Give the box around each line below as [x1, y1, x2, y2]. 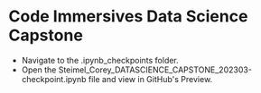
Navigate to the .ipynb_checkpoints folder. [21, 55, 180, 65]
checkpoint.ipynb [21, 73, 87, 84]
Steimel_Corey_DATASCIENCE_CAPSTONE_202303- [58, 64, 252, 75]
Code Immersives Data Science [8, 6, 248, 27]
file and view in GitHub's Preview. [88, 73, 213, 84]
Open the [21, 64, 57, 75]
